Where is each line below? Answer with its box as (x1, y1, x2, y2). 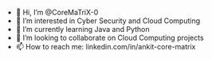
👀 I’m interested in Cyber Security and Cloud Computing (15, 16, 201, 26)
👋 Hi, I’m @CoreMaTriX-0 (15, 8, 99, 17)
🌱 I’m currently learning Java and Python (15, 25, 150, 33)
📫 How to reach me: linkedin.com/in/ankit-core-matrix (15, 42, 196, 51)
